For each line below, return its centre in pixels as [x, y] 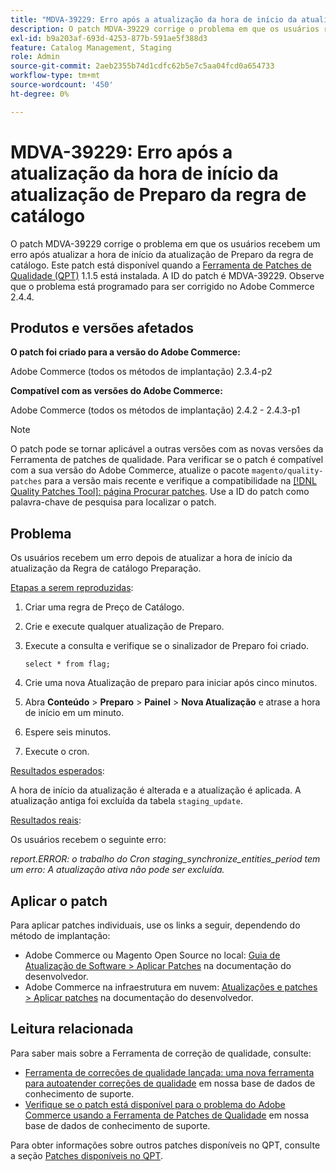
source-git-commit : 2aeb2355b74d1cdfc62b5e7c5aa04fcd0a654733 [142, 66]
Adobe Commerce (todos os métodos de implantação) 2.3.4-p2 [141, 372]
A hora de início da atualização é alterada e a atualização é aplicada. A [156, 790]
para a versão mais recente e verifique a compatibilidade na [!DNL [180, 481]
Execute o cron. [57, 752]
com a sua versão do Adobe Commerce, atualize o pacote [130, 470]
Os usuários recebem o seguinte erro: [88, 840]
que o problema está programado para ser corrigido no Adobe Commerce [162, 286]
